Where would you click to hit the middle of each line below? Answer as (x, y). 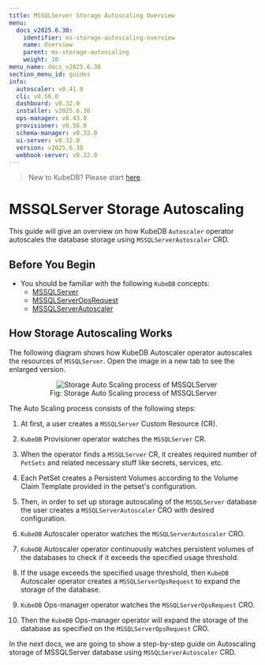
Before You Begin (52, 264)
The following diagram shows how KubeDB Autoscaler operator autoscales (131, 352)
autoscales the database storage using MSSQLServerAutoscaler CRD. (119, 240)
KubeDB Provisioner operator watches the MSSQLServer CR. (113, 438)
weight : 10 (41, 60)
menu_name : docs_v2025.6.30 (55, 67)
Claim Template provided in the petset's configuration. (109, 486)
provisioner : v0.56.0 (52, 126)
